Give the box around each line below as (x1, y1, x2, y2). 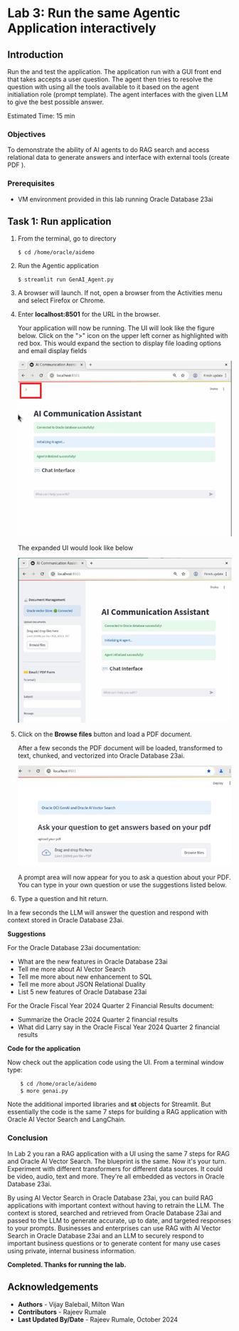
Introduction (7, 49, 64, 61)
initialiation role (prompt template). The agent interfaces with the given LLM (7, 91, 228, 98)
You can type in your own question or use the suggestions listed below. (17, 881, 227, 889)
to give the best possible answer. (7, 98, 105, 106)
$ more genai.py (20, 1088, 69, 1095)
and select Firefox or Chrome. (17, 296, 105, 305)
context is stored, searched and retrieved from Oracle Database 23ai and (7, 1208, 222, 1217)
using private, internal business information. (7, 1246, 137, 1255)
